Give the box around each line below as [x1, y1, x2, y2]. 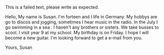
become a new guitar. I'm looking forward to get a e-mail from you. [5, 35, 143, 41]
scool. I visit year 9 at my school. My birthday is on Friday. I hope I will [5, 30, 149, 35]
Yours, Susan [5, 45, 32, 50]
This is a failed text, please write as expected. [5, 4, 99, 10]
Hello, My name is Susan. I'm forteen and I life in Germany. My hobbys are [5, 14, 158, 19]
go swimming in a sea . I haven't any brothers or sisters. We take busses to [5, 24, 159, 30]
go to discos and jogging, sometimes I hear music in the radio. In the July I [5, 19, 158, 25]
